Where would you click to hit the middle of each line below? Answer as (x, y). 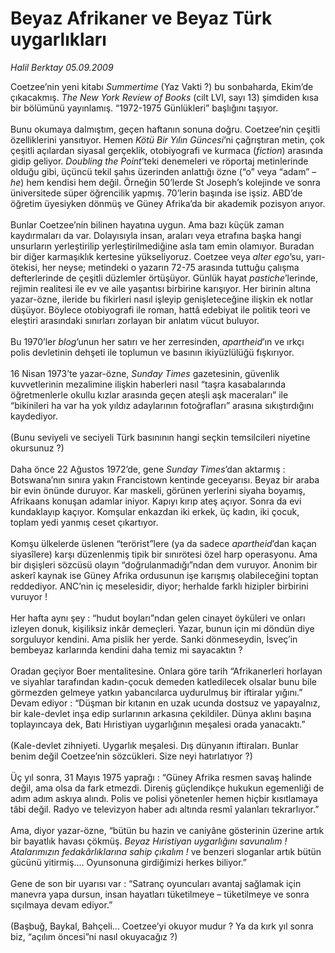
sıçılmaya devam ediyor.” (61, 904)
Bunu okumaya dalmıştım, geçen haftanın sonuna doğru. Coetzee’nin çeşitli (165, 129)
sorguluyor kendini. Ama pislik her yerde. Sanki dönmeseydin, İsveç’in (154, 639)
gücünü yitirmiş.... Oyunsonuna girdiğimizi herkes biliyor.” (128, 862)
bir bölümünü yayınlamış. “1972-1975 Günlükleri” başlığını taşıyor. (144, 108)
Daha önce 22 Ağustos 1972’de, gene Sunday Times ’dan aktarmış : (148, 469)
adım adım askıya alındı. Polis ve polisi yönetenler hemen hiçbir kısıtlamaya (164, 798)
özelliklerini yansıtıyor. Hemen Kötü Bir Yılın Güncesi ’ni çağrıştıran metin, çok (167, 139)
